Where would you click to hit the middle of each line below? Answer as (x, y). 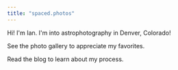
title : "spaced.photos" (41, 13)
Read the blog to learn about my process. (65, 59)
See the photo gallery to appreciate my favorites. (76, 46)
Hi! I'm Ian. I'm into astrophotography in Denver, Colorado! (89, 33)
